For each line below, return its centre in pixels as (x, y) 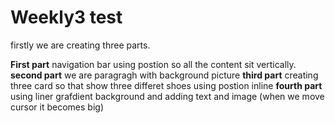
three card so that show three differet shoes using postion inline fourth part (166, 85)
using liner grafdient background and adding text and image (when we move (167, 96)
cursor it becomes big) (57, 107)
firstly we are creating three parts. (80, 45)
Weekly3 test (66, 17)
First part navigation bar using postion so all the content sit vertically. (153, 64)
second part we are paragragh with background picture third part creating (164, 75)
